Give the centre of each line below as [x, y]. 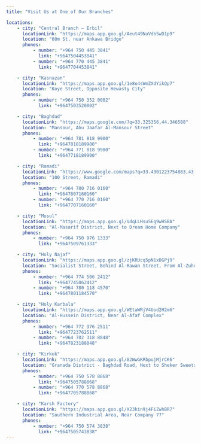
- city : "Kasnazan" [41, 78]
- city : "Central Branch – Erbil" [60, 28]
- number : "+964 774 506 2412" [72, 277]
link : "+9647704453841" [68, 67]
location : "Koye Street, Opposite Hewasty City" [84, 89]
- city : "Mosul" [37, 216]
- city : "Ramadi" [39, 166]
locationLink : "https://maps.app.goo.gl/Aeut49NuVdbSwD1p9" [98, 34]
